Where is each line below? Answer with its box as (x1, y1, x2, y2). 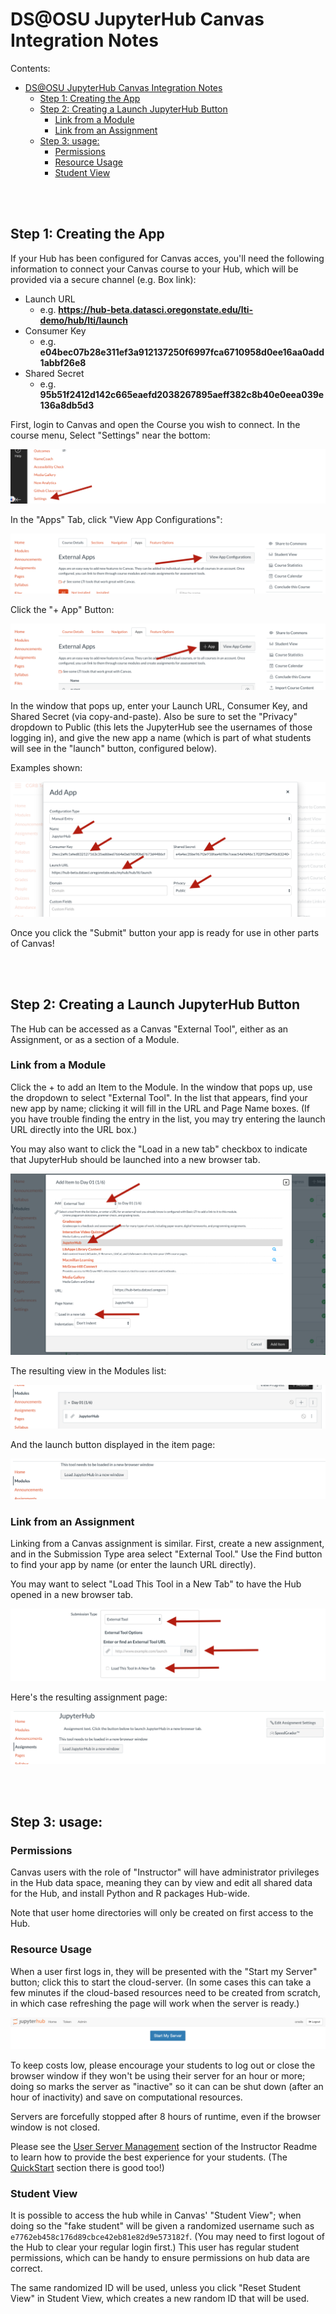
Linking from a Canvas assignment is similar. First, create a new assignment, (10, 1538, 325, 1550)
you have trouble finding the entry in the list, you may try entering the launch (10, 1113, 326, 1125)
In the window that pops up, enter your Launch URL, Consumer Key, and (10, 699, 308, 712)
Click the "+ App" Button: (10, 604, 115, 616)
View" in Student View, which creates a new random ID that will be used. (10, 2293, 310, 2305)
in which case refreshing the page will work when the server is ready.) (10, 1997, 300, 2009)
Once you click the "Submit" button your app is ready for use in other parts (10, 926, 320, 938)
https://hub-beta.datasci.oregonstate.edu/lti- (58, 303, 254, 315)
